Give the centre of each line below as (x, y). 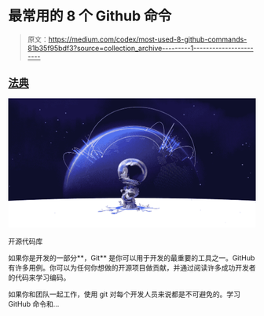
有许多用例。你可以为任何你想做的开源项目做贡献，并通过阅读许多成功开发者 (132, 268)
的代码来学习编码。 (39, 278)
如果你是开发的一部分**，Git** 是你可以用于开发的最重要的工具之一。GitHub (132, 258)
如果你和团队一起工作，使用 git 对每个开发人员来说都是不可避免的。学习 (125, 294)
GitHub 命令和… (34, 304)
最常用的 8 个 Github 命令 (90, 16)
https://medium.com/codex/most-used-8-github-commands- (148, 39)
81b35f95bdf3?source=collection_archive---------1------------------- (140, 48)
